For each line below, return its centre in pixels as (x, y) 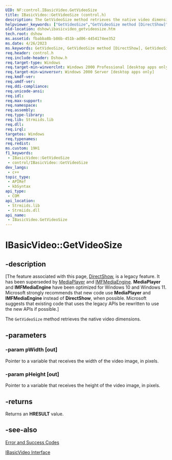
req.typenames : (21, 139)
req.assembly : (20, 110)
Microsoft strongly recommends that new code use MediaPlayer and (78, 293)
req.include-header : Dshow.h (36, 58)
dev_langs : (17, 167)
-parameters (26, 335)
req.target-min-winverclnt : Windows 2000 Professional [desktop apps (81, 67)
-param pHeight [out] (32, 374)
